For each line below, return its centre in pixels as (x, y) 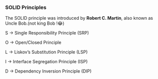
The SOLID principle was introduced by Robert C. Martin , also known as (79, 18)
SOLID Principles (26, 7)
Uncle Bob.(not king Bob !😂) (35, 23)
